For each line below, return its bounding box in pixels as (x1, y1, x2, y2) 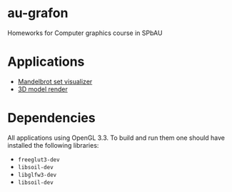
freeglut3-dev (17, 156, 60, 163)
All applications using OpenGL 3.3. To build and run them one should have (7, 133, 226, 142)
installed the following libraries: (7, 141, 99, 149)
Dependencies (7, 110, 96, 126)
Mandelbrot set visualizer (17, 77, 93, 86)
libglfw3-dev (17, 171, 57, 178)
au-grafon (7, 5, 69, 21)
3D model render (17, 84, 68, 94)
